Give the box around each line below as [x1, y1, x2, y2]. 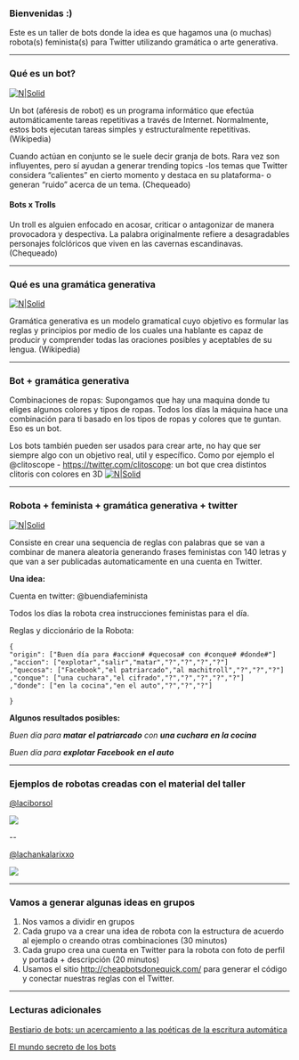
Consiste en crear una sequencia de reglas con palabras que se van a [9, 537, 265, 548]
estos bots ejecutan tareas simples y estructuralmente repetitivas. [9, 124, 251, 135]
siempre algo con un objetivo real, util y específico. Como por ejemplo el [9, 450, 275, 461]
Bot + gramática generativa [9, 375, 130, 387]
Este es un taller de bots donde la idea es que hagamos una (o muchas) [9, 28, 272, 38]
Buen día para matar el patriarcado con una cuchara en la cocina [9, 730, 257, 740]
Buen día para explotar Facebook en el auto [9, 746, 174, 757]
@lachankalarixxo [9, 849, 75, 860]
